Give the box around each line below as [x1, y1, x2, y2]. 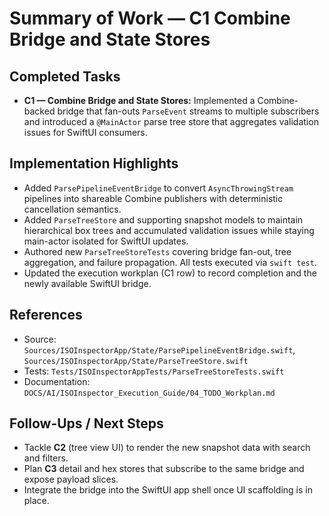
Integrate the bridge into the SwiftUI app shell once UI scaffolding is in [23, 484, 313, 496]
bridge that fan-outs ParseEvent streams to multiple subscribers [57, 105, 320, 117]
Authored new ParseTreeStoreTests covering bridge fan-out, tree [23, 245, 292, 257]
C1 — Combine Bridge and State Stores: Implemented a [23, 95, 256, 106]
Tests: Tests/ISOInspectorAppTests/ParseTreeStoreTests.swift [23, 365, 285, 377]
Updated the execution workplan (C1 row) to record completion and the [23, 267, 317, 279]
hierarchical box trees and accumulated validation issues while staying [23, 224, 315, 236]
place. [23, 495, 50, 507]
